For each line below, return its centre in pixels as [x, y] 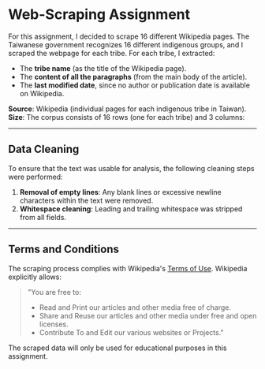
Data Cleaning [44, 149]
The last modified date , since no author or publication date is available [135, 85]
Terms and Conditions [64, 250]
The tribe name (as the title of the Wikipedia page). [103, 68]
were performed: [35, 177]
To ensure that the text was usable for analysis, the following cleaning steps [131, 168]
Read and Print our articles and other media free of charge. [135, 307]
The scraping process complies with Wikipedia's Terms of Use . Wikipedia [128, 268]
